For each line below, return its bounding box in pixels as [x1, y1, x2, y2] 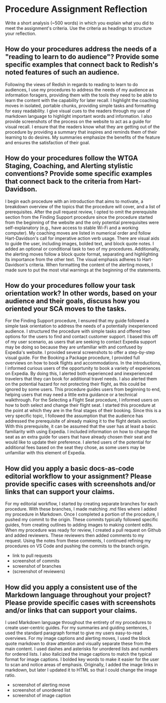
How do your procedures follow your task [5, 281, 135, 289]
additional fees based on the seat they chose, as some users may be [5, 444, 145, 450]
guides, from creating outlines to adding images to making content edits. [5, 522, 154, 528]
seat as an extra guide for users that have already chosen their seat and [5, 434, 152, 440]
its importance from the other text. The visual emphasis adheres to [5, 256, 141, 262]
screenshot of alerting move [12, 682, 70, 688]
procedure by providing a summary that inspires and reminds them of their [5, 129, 158, 135]
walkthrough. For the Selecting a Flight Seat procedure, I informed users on [5, 397, 159, 403]
